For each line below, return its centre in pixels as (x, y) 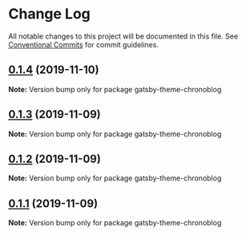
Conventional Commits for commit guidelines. (83, 44)
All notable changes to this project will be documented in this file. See (123, 36)
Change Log (49, 14)
